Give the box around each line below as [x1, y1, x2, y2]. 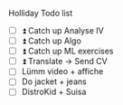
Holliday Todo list [8, 8, 73, 18]
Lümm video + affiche [21, 66, 104, 77]
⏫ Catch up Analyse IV [21, 25, 105, 35]
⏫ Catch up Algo [21, 35, 82, 46]
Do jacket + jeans [21, 76, 87, 87]
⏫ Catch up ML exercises [21, 45, 114, 57]
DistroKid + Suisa [21, 86, 87, 98]
